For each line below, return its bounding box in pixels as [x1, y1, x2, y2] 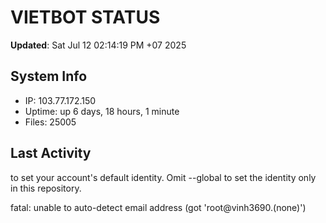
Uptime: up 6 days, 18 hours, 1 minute [24, 105, 180, 117]
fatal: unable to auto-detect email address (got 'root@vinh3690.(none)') [10, 201, 307, 213]
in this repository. [10, 182, 82, 194]
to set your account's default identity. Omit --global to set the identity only [10, 171, 317, 183]
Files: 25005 [24, 116, 77, 128]
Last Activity [10, 145, 92, 162]
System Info [10, 68, 88, 85]
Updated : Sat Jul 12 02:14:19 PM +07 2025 [10, 39, 187, 51]
